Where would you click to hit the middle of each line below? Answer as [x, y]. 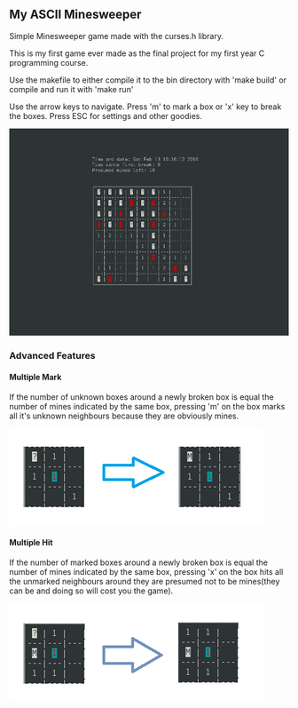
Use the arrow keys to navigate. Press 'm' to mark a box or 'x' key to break [145, 107]
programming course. [49, 62]
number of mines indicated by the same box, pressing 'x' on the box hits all [146, 571]
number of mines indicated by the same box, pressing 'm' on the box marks [147, 406]
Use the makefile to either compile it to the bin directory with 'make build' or [148, 80]
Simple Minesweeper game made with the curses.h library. [117, 36]
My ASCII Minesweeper [75, 15]
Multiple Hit [31, 543]
